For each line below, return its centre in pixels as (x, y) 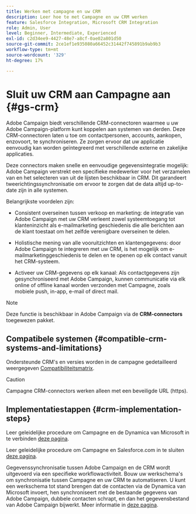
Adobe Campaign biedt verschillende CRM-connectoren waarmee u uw (92, 123)
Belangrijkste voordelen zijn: (40, 202)
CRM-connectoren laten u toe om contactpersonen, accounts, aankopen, (94, 136)
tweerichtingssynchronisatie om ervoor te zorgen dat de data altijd (86, 184)
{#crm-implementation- (137, 409)
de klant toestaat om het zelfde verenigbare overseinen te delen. (92, 232)
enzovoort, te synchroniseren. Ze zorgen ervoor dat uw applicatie (85, 142)
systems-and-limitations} (54, 348)
